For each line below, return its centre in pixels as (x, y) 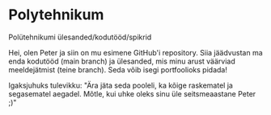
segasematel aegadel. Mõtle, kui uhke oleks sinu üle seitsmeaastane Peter (132, 93)
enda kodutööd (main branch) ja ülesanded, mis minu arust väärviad (122, 61)
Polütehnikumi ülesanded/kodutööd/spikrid (80, 37)
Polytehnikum (56, 15)
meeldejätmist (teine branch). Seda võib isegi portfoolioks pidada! (118, 69)
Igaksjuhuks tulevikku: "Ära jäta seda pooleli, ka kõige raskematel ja (121, 85)
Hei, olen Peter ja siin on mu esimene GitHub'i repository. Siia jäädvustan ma (135, 52)
